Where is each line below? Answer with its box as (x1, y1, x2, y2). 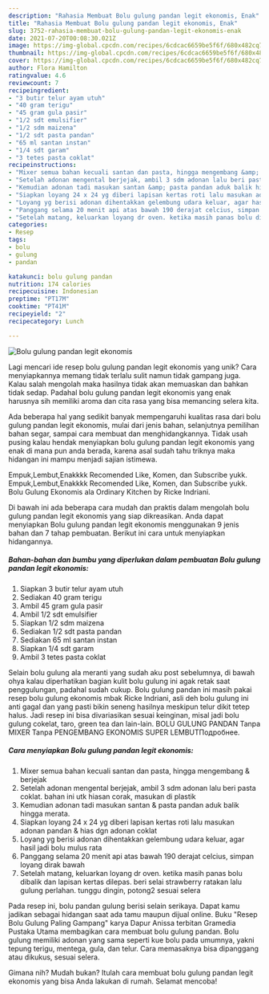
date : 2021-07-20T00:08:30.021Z (8, 34, 116, 43)
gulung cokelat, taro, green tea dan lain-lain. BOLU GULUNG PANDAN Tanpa (8, 719, 261, 728)
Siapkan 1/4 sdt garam (19, 643, 94, 653)
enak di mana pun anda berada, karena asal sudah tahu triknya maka (8, 446, 235, 455)
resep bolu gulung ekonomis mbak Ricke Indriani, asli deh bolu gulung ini (8, 693, 249, 703)
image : (8, 42, 30, 50)
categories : (8, 221, 48, 229)
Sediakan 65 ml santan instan (19, 635, 118, 645)
